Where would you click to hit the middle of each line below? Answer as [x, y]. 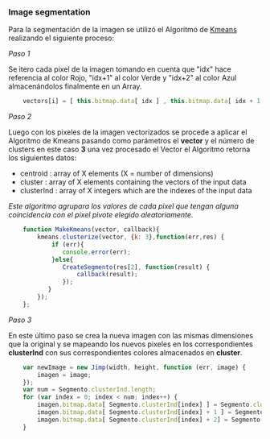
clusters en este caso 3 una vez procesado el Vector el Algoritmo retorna [129, 149]
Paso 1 [19, 54]
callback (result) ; [107, 275]
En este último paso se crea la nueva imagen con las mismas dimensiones [131, 335]
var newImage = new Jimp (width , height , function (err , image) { [135, 367]
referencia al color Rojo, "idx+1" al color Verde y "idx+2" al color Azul [123, 78]
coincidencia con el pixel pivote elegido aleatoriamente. [101, 215]
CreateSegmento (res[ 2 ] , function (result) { [136, 267]
